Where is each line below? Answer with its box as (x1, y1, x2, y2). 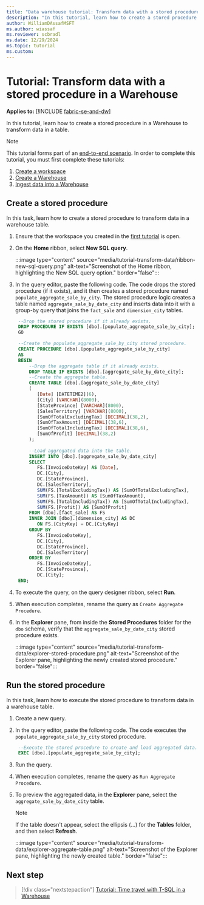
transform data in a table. (6, 126, 70, 133)
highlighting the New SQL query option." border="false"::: (15, 268, 160, 276)
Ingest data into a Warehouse (15, 180, 89, 188)
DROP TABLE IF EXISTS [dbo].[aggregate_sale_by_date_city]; (29, 369, 184, 375)
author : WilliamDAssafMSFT (6, 20, 75, 26)
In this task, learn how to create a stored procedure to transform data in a (6, 214, 189, 222)
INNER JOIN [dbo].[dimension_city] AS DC (29, 516, 135, 522)
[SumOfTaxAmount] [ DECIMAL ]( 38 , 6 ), (37, 420, 127, 426)
